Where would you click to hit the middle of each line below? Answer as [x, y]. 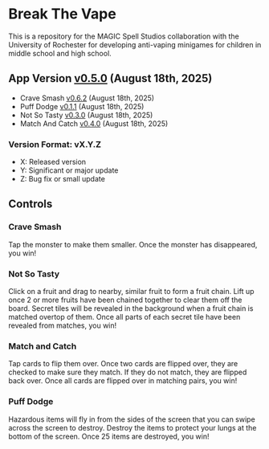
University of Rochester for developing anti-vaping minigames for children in [135, 44]
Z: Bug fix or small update [63, 179]
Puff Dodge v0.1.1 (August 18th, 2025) [82, 106]
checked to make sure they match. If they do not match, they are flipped [128, 372]
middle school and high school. [60, 53]
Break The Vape [62, 14]
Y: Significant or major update [69, 170]
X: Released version [53, 162]
